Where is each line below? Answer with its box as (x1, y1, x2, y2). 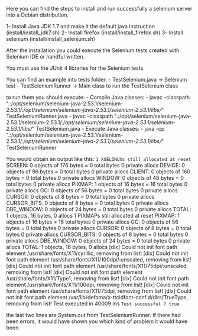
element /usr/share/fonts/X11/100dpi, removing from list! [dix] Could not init (6, 281, 189, 288)
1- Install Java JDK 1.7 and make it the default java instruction (6, 23, 155, 30)
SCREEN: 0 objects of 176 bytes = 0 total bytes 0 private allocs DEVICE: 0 (6, 162, 185, 169)
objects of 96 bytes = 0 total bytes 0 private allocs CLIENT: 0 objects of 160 (6, 168, 191, 175)
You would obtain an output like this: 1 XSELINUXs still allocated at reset (6, 156, 191, 162)
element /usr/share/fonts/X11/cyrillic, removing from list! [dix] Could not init (6, 250, 189, 257)
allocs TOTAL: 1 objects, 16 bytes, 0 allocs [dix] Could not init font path (6, 244, 177, 250)
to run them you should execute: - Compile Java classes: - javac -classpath (6, 94, 190, 101)
